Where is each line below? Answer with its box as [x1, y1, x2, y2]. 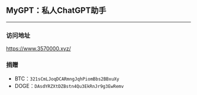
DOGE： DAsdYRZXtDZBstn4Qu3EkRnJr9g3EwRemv [14, 83, 124, 90]
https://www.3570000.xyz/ [6, 45, 72, 52]
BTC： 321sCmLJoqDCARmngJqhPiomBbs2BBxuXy [14, 75, 120, 82]
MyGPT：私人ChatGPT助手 [6, 5, 107, 16]
